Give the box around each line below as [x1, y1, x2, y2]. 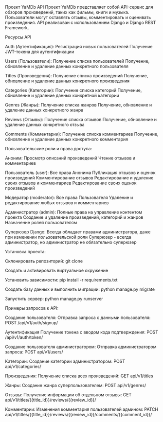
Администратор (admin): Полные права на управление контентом [5, 209, 143, 215]
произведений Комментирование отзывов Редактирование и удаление [5, 175, 154, 180]
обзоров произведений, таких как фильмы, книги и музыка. [5, 9, 129, 15]
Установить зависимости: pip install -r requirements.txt [5, 277, 118, 282]
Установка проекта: [5, 249, 46, 254]
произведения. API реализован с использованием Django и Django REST [5, 19, 156, 25]
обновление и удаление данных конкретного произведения [5, 78, 130, 84]
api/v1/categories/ [5, 364, 41, 369]
